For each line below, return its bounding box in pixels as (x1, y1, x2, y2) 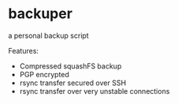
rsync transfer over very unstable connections (19, 86, 170, 95)
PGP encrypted (19, 69, 69, 79)
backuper (8, 5, 73, 23)
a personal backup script (8, 31, 89, 40)
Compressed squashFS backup (19, 61, 122, 71)
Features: (8, 46, 39, 55)
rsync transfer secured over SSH (19, 78, 127, 87)
